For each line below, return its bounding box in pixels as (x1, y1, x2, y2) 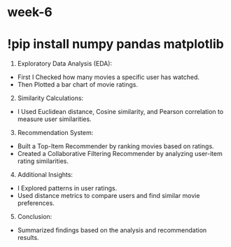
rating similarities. (17, 157, 69, 165)
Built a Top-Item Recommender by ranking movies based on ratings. (17, 142, 215, 150)
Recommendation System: (17, 129, 94, 137)
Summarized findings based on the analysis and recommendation (17, 226, 207, 234)
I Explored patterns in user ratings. (17, 184, 118, 192)
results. (17, 234, 40, 242)
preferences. (17, 199, 55, 207)
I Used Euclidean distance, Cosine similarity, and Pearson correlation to (17, 108, 224, 116)
